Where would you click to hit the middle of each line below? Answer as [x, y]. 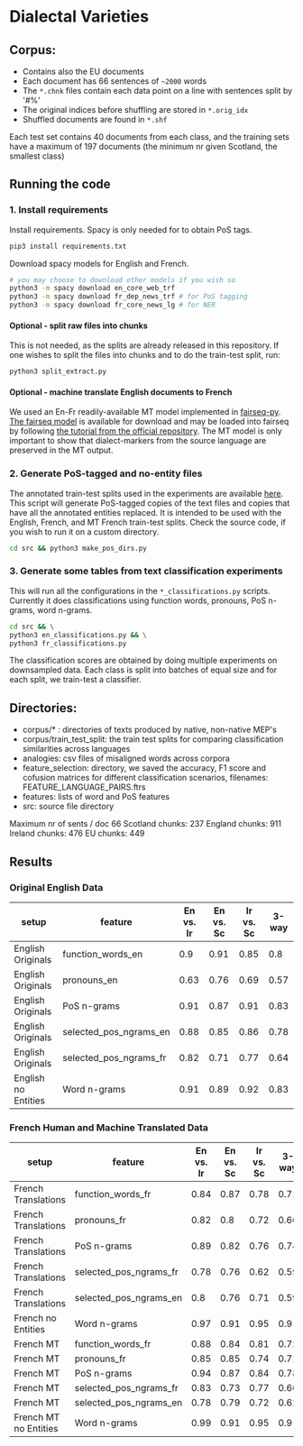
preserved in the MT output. [61, 450]
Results [31, 861]
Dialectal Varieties [79, 17]
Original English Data [56, 887]
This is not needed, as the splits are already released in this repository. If [144, 345]
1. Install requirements [59, 210]
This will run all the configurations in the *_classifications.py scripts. [140, 590]
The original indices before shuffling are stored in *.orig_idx [135, 110]
